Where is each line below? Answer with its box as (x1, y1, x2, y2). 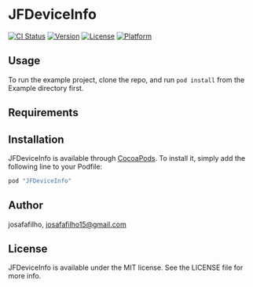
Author (8, 198, 43, 213)
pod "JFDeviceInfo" (8, 176, 72, 185)
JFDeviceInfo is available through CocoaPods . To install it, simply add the (8, 153, 246, 162)
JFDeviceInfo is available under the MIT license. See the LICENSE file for (8, 263, 244, 272)
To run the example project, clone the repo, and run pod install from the (8, 74, 245, 84)
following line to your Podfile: (8, 162, 103, 171)
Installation (8, 133, 64, 146)
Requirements (8, 106, 79, 119)
